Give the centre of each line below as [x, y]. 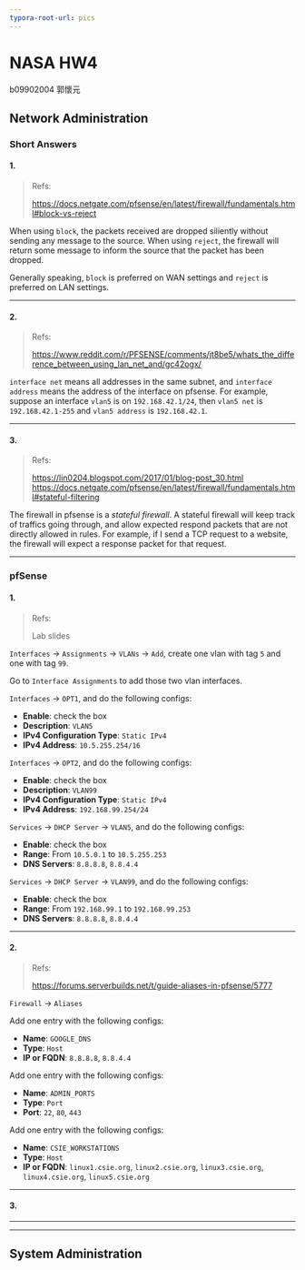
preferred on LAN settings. [59, 287]
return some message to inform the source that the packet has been [137, 250]
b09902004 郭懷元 [45, 89]
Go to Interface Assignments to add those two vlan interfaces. [126, 680]
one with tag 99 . [39, 663]
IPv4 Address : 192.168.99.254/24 [85, 809]
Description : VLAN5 [58, 725]
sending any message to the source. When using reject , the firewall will [144, 241]
